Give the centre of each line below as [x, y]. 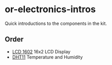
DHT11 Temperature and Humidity [47, 57]
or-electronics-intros [50, 9]
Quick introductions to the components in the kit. [56, 23]
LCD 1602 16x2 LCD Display [41, 51]
